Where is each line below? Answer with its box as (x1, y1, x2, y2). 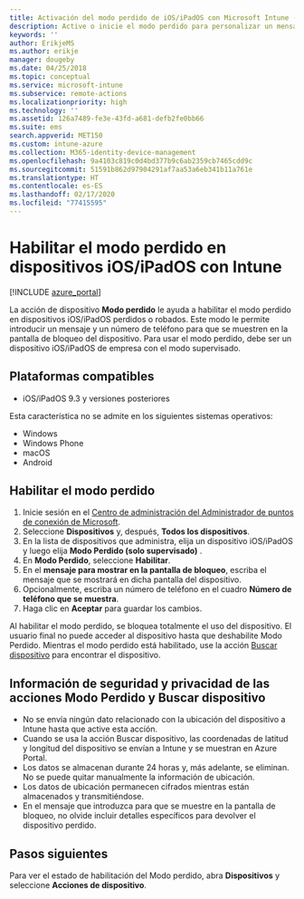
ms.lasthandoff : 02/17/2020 (9, 190, 116, 199)
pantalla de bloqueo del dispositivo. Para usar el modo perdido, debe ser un (9, 332, 292, 344)
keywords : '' (9, 30, 59, 39)
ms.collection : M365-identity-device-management (9, 148, 196, 157)
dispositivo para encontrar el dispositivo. (9, 649, 161, 661)
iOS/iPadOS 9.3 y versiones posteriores (22, 393, 170, 404)
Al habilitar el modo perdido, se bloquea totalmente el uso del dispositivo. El (9, 621, 292, 632)
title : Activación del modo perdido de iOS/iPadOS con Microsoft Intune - (9, 13, 298, 23)
